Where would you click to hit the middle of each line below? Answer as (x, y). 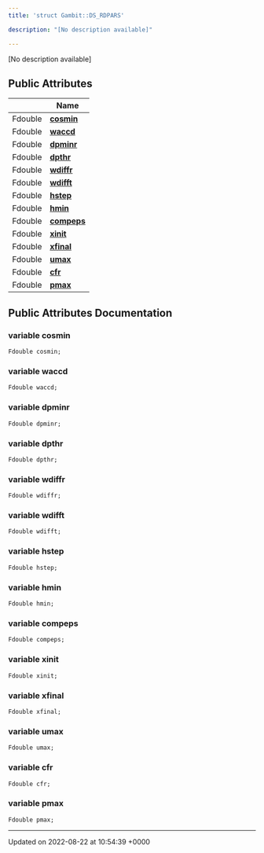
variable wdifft (37, 516)
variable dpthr (36, 443)
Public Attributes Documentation (90, 313)
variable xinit (33, 660)
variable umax (36, 731)
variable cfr (31, 767)
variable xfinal (36, 695)
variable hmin (35, 587)
